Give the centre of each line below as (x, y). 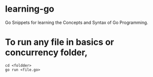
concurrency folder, (46, 53)
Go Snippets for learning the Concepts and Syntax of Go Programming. (76, 22)
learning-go (30, 9)
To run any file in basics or (60, 42)
